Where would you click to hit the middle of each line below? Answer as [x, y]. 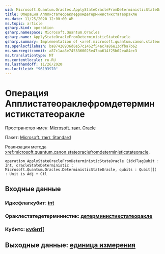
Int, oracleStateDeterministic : [39, 165]
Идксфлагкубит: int [30, 203]
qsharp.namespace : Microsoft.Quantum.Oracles [52, 32]
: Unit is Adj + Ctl [26, 174]
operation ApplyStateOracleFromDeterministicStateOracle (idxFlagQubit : [82, 161]
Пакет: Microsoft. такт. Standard [38, 137]
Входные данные [33, 189]
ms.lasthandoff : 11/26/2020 [34, 64]
